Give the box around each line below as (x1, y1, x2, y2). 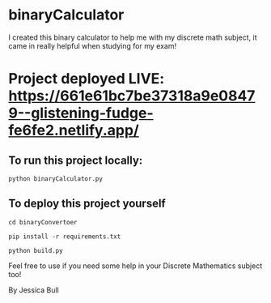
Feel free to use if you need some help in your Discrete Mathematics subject (8, 261, 263, 271)
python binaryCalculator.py (8, 174, 104, 183)
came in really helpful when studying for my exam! (8, 41, 176, 50)
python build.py (8, 246, 63, 254)
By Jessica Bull (8, 285, 59, 295)
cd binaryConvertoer (8, 218, 78, 226)
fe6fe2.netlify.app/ (8, 122, 139, 139)
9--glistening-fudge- (8, 104, 154, 122)
